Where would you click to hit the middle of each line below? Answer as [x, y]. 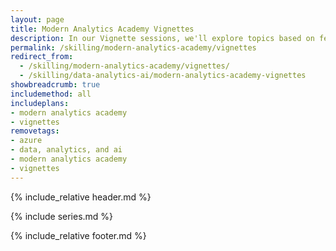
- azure [26, 141]
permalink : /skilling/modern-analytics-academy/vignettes [133, 47]
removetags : [35, 131]
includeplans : [40, 103]
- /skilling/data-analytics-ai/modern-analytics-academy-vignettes [163, 76]
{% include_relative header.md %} [81, 197]
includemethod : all [51, 94]
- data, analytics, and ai [66, 150]
